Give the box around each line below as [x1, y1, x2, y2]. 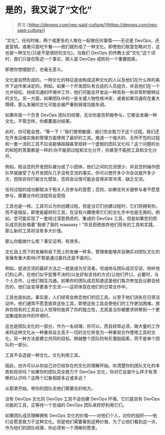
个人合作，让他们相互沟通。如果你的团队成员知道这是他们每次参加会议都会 [5, 277, 156, 283]
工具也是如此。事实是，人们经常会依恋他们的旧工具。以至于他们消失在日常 [5, 294, 156, 300]
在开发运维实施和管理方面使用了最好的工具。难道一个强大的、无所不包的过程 [5, 134, 160, 140]
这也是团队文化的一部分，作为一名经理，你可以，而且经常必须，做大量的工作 [5, 323, 160, 329]
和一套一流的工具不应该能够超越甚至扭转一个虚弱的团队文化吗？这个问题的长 [5, 141, 160, 147]
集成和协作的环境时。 [9, 312, 53, 318]
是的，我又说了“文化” [5, 4, 92, 16]
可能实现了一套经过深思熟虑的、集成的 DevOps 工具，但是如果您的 [18, 215, 153, 221]
